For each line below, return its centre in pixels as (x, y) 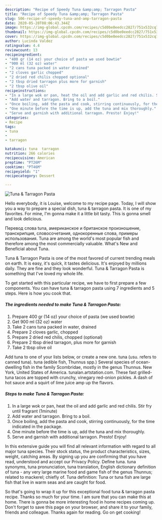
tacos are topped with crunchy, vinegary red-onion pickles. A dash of (84, 378)
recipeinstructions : (26, 91)
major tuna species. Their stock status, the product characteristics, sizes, (78, 452)
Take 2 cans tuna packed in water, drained (54, 327)
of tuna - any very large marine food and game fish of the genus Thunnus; (79, 472)
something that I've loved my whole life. (45, 274)
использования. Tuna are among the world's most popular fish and (72, 238)
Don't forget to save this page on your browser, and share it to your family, (79, 507)
